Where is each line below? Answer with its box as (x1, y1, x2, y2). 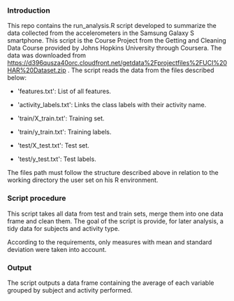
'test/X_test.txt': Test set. (17, 141, 89, 150)
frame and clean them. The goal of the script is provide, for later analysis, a (7, 216, 224, 225)
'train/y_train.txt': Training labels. (17, 128, 112, 136)
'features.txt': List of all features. (17, 87, 112, 96)
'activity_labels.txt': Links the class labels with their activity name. (17, 101, 207, 109)
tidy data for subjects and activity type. (7, 224, 120, 232)
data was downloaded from (7, 51, 86, 59)
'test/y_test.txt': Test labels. (17, 155, 96, 163)
